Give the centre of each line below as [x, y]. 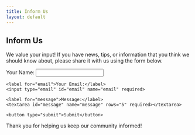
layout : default [26, 17]
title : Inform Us [27, 11]
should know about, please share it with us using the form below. [84, 61]
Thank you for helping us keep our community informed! [74, 126]
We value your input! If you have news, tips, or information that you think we [98, 55]
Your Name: [20, 72]
